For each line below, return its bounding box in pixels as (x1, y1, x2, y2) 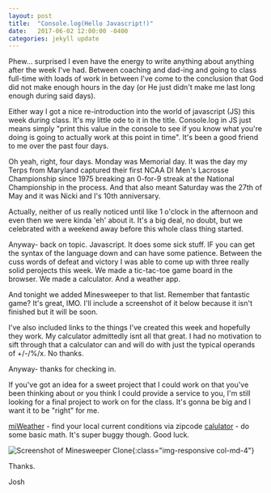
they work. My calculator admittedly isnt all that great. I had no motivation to (8, 331, 262, 341)
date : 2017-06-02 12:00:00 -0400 (8, 27, 129, 35)
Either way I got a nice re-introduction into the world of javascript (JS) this (8, 107, 256, 117)
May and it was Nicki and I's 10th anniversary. (8, 191, 161, 201)
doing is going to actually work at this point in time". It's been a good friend (8, 133, 259, 142)
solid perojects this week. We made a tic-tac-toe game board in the (8, 266, 233, 275)
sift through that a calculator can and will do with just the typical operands (8, 340, 256, 350)
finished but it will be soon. (8, 307, 99, 317)
